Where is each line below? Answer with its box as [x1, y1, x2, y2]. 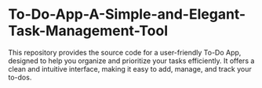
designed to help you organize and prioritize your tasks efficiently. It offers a [8, 56, 255, 65]
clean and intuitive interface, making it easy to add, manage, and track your [8, 64, 253, 73]
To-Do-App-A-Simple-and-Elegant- [8, 5, 246, 23]
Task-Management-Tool [8, 22, 169, 40]
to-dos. [8, 72, 32, 82]
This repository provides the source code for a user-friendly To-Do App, [8, 48, 242, 57]
